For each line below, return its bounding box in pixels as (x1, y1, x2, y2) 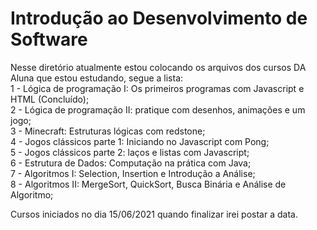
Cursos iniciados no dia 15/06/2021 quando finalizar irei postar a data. (10, 208, 298, 220)
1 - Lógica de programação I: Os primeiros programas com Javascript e (10, 82, 305, 94)
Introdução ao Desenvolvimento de (10, 7, 308, 30)
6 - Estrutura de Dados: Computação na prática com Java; (10, 157, 252, 169)
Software (10, 28, 88, 51)
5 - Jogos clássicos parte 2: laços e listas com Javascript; (10, 146, 250, 158)
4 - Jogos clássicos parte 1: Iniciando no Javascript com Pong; (10, 135, 270, 147)
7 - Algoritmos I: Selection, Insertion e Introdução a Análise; (10, 167, 256, 179)
